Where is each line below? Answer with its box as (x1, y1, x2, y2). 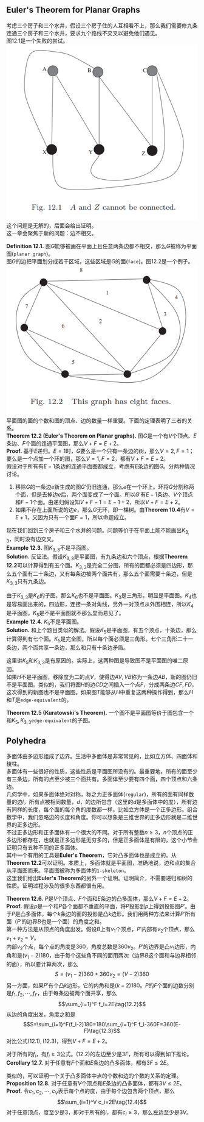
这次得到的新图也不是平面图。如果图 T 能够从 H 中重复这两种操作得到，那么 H (6, 688, 193, 695)
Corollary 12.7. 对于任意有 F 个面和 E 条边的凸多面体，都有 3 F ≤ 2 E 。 (6, 1059, 172, 1066)
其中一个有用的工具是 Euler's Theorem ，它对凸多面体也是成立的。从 (6, 851, 177, 859)
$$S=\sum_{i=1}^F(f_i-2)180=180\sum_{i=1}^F (23, 1021, 138, 1028)
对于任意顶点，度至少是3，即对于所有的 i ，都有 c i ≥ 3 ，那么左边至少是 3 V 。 (6, 1109, 192, 1117)
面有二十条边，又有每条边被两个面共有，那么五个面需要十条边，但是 (22, 570, 192, 578)
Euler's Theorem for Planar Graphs (6, 5, 141, 15)
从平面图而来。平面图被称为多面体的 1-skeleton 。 (6, 867, 129, 874)
